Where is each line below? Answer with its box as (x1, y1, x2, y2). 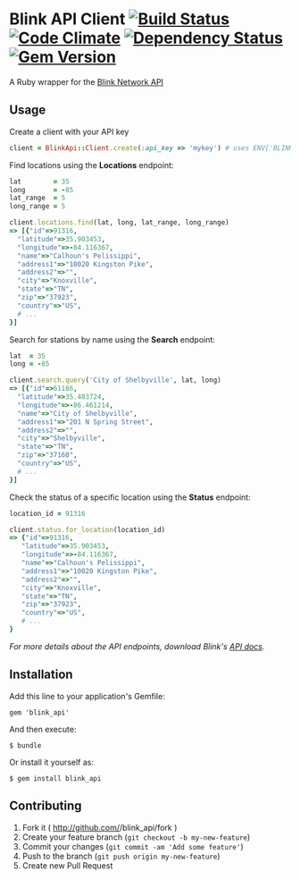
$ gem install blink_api (9, 774, 102, 783)
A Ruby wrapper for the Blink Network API (9, 76, 163, 87)
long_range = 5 (9, 202, 66, 211)
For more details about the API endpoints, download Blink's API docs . (9, 640, 265, 652)
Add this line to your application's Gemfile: (9, 690, 165, 701)
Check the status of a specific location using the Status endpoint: (9, 492, 252, 503)
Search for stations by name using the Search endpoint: (9, 334, 216, 344)
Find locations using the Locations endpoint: (9, 159, 174, 170)
